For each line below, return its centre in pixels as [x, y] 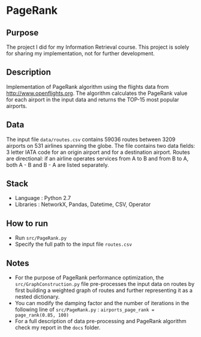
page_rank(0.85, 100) [42, 315]
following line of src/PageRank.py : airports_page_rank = [85, 309]
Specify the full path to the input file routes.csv [73, 244]
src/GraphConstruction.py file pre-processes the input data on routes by [105, 284]
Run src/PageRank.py [41, 238]
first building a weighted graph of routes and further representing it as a [104, 290]
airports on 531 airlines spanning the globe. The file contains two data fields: [101, 145]
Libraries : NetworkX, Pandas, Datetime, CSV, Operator [83, 204]
